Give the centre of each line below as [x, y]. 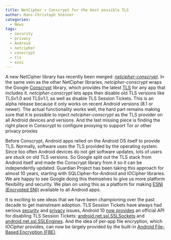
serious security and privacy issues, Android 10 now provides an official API [85, 210]
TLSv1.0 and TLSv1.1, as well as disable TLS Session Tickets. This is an [80, 99]
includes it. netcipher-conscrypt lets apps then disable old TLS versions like [85, 93]
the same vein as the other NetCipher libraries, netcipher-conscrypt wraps [84, 82]
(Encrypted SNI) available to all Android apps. [53, 190]
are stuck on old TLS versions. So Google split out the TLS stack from [78, 157]
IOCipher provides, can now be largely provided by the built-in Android [80, 227]
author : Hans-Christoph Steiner [40, 15]
